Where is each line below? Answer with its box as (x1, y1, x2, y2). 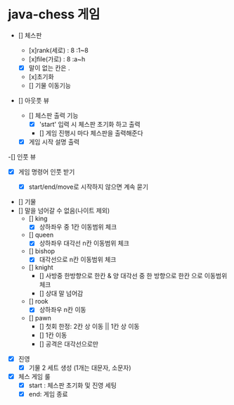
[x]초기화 (28, 73, 55, 81)
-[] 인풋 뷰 (8, 153, 37, 161)
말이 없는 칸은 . (28, 63, 70, 72)
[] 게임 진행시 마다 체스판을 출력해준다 (39, 129, 143, 137)
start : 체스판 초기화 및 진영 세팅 (28, 381, 117, 390)
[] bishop (28, 247, 56, 256)
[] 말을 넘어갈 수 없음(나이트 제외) (18, 206, 110, 215)
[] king (28, 214, 48, 223)
